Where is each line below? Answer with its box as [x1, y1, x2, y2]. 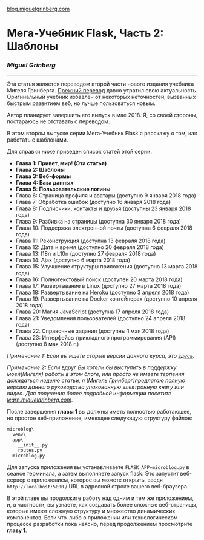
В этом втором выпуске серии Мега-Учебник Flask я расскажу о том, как [7, 130, 197, 137]
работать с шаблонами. [7, 136, 68, 143]
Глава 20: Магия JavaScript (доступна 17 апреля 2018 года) [15, 308, 169, 315]
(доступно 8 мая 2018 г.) [15, 340, 79, 348]
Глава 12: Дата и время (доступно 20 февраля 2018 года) [15, 244, 164, 251]
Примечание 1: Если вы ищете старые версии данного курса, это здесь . [7, 352, 195, 360]
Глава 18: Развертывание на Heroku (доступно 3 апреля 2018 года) [15, 289, 189, 296]
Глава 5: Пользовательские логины [15, 185, 111, 193]
